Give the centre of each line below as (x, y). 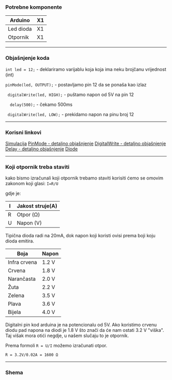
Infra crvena (23, 262)
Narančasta (22, 279)
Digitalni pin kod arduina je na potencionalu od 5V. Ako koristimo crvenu (81, 325)
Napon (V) (29, 223)
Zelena (16, 296)
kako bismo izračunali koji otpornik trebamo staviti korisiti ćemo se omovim (84, 178)
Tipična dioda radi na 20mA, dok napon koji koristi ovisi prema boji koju (80, 236)
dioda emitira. (20, 241)
